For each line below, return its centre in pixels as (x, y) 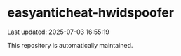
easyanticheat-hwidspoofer (90, 13)
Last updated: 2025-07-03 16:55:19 (59, 32)
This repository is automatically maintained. (70, 45)
